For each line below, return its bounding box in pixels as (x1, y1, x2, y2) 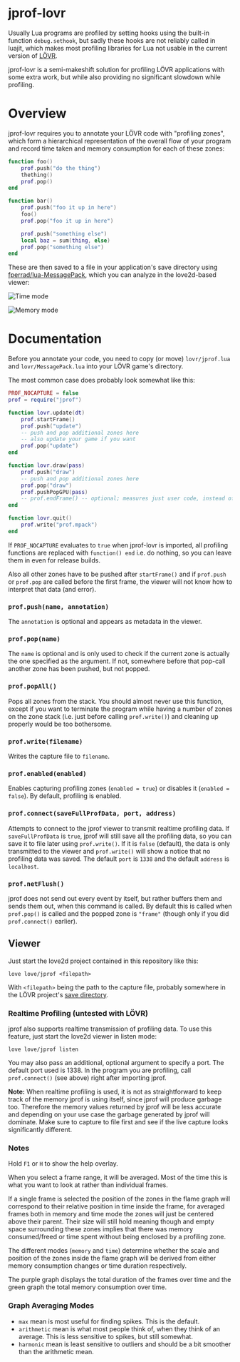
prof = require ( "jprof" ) (8, 396, 82, 404)
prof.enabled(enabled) (8, 770, 87, 777)
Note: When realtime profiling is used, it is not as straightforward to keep (8, 1087, 222, 1096)
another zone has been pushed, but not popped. (8, 665, 150, 673)
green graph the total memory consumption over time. (8, 1283, 167, 1291)
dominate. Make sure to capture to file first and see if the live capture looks (8, 1118, 229, 1126)
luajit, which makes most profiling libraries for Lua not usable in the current (8, 44, 228, 52)
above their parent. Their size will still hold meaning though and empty (8, 1217, 214, 1226)
